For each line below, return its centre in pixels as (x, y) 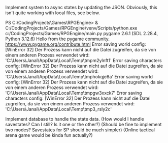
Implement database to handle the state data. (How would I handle (75, 119)
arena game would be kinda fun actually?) (49, 135)
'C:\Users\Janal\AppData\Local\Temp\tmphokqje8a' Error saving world (79, 77)
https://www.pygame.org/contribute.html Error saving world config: (76, 44)
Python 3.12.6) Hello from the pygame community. (58, 39)
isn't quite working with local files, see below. (53, 13)
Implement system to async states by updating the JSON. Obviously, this (81, 7)
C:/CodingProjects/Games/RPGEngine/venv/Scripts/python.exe (71, 28)
